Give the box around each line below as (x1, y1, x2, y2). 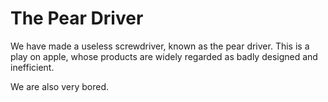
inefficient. (10, 61, 55, 73)
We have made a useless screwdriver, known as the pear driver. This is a (10, 40, 310, 52)
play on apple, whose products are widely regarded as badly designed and (10, 50, 318, 62)
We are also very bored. (10, 80, 109, 92)
